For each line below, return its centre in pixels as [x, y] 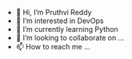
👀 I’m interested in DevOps [60, 21]
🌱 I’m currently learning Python [67, 29]
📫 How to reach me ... [53, 47]
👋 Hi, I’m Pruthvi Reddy [54, 12]
